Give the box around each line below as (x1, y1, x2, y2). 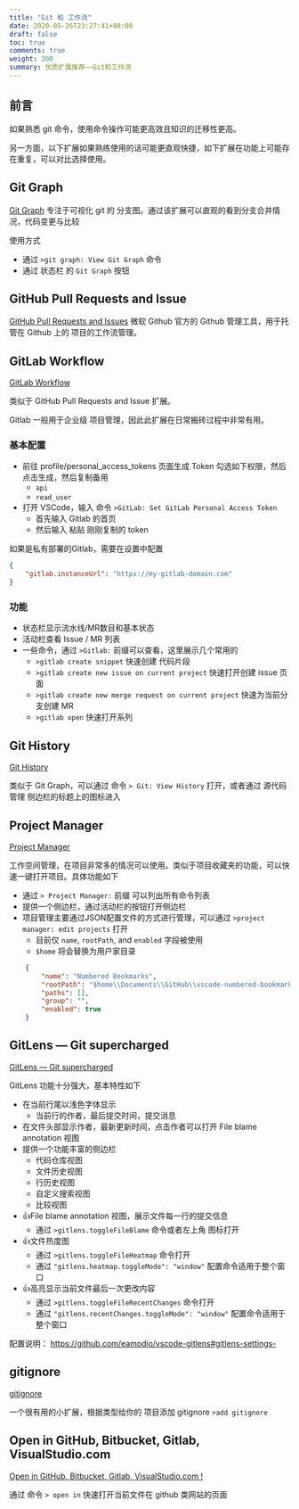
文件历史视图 (35, 1166, 83, 1176)
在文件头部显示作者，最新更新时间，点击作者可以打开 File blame (21, 1121, 258, 1132)
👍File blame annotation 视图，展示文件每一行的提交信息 (21, 1210, 229, 1221)
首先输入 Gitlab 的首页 (35, 514, 117, 524)
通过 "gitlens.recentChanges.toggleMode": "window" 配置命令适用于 (35, 1307, 287, 1318)
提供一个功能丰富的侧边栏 (21, 1143, 117, 1154)
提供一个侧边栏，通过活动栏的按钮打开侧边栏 (21, 901, 187, 911)
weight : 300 (9, 54, 53, 63)
